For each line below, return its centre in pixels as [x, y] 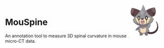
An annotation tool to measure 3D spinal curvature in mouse [66, 36]
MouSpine [27, 22]
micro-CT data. [20, 41]
